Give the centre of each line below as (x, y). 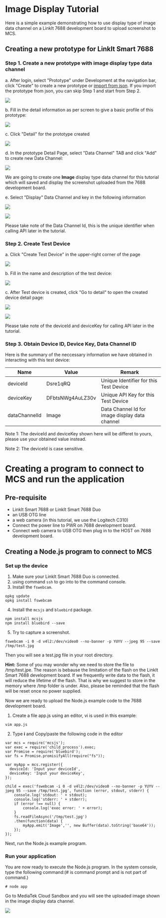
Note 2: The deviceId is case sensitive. (44, 449)
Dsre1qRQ (58, 384)
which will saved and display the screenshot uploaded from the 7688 (75, 182)
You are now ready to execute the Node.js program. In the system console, (81, 867)
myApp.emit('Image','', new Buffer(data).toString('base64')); (89, 825)
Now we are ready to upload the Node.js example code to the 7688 (73, 701)
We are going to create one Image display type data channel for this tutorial (82, 177)
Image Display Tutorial (52, 9)
